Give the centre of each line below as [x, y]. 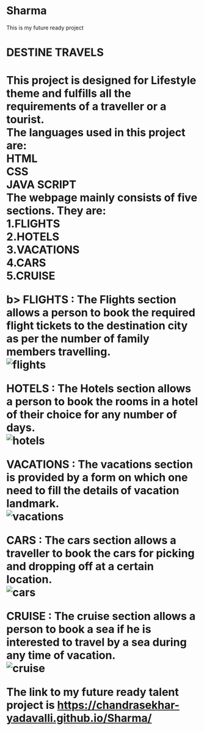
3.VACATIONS [43, 250]
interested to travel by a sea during [97, 642]
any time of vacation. [61, 655]
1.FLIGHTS [33, 224]
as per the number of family [78, 339]
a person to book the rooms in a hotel [102, 402]
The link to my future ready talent [93, 692]
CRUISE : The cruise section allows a [101, 616]
